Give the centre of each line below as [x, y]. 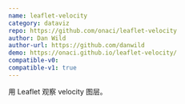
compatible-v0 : [34, 61]
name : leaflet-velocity [48, 16]
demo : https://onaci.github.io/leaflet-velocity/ [93, 53]
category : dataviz [39, 23]
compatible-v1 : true [43, 68]
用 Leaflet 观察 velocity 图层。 [58, 91]
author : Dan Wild [37, 38]
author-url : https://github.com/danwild [77, 46]
